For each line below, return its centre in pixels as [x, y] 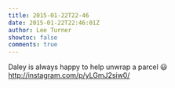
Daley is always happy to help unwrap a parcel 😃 [88, 67]
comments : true [33, 45]
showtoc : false [33, 37]
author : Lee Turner [40, 30]
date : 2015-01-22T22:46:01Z [54, 23]
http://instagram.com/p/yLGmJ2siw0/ [69, 75]
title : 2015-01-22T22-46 [49, 15]
